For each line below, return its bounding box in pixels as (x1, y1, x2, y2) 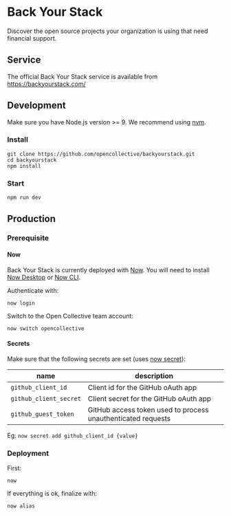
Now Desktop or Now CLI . (7, 273, 81, 281)
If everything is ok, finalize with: (7, 490, 98, 498)
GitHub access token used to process (87, 405, 209, 415)
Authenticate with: (7, 286, 59, 294)
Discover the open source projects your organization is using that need (7, 27, 208, 35)
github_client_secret (10, 395, 81, 402)
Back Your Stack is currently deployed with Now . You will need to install (7, 265, 210, 274)
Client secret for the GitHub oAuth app (87, 393, 212, 403)
